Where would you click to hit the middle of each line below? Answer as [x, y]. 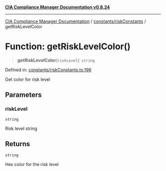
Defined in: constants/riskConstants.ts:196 [48, 70]
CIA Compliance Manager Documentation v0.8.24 [58, 7]
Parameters [23, 95]
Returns [18, 144]
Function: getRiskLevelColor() [68, 47]
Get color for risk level [28, 79]
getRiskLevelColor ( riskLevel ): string [56, 60]
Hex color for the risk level [32, 165]
